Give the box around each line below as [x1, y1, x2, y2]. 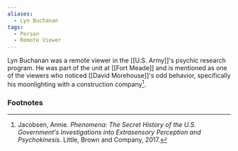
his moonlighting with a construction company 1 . [7, 79, 147, 89]
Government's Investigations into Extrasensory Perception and [17, 128, 202, 137]
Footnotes [7, 97, 44, 107]
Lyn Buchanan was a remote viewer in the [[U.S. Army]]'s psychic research [7, 56, 227, 65]
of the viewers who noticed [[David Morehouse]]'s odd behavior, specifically [7, 72, 232, 80]
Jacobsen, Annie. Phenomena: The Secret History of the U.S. [17, 121, 196, 129]
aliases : [7, 10, 33, 18]
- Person [13, 30, 40, 38]
